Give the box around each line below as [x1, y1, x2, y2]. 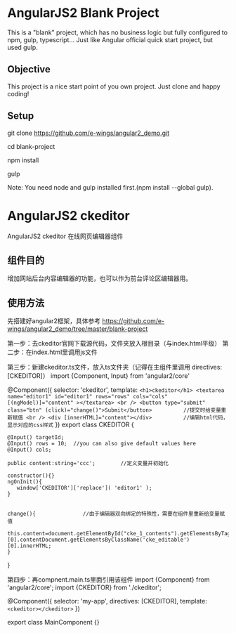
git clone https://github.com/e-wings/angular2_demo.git [7, 129, 170, 137]
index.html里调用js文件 [31, 348, 98, 356]
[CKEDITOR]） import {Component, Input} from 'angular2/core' [7, 372, 190, 380]
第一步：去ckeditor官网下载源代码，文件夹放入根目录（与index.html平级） [7, 339, 221, 348]
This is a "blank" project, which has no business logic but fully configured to [7, 28, 228, 37]
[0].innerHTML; [7, 542, 52, 549]
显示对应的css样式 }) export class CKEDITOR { [7, 420, 135, 429]
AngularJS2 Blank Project [7, 5, 159, 21]
